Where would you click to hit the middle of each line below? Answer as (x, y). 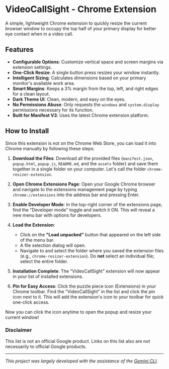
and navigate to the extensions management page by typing (75, 189)
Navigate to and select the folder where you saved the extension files (92, 250)
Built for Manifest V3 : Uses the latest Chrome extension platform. (81, 115)
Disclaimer (19, 330)
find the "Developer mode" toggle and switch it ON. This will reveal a (83, 210)
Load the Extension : (34, 225)
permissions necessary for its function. (53, 110)
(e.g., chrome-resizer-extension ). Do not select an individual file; (87, 256)
